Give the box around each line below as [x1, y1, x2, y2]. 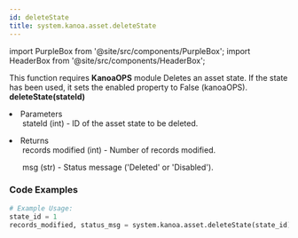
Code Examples [9, 184, 78, 196]
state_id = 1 [9, 212, 58, 221]
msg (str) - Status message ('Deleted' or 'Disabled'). [21, 162, 215, 172]
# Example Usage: [9, 203, 74, 213]
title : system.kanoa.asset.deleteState [9, 21, 157, 30]
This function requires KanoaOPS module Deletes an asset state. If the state [9, 72, 288, 83]
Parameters [20, 108, 63, 119]
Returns [20, 135, 49, 146]
